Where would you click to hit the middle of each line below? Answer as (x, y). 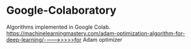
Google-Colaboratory (62, 10)
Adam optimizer (102, 39)
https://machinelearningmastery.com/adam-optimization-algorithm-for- (96, 33)
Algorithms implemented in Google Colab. (59, 27)
